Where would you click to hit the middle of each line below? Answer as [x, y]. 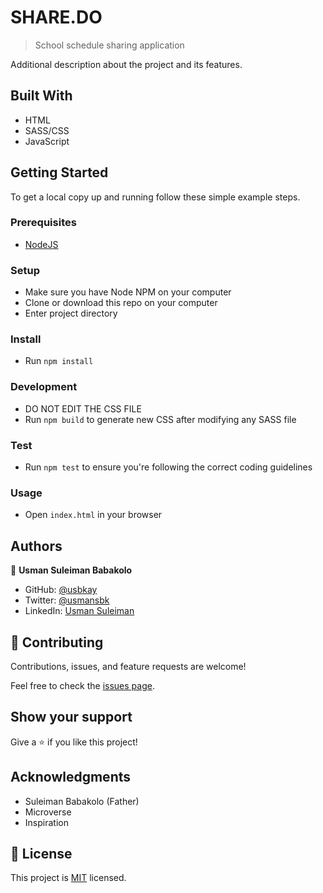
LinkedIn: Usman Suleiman [79, 611]
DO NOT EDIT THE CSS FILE [83, 408]
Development [44, 387]
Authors [36, 546]
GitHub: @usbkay [61, 590]
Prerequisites [43, 223]
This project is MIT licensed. [68, 878]
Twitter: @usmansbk [67, 600]
